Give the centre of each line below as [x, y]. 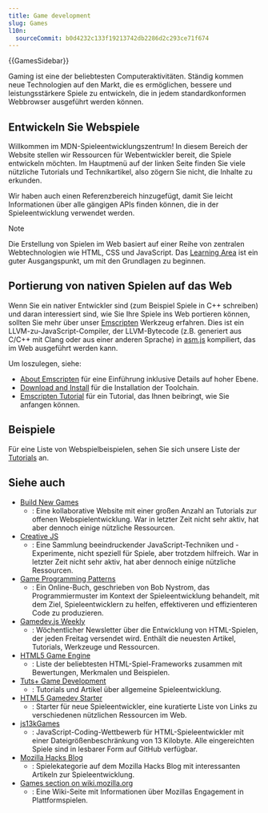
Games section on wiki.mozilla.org [76, 783]
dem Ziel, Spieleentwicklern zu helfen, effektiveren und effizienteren [144, 604]
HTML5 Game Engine [55, 655]
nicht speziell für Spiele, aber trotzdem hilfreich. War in [168, 553]
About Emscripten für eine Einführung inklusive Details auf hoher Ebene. [139, 379]
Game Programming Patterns [68, 578]
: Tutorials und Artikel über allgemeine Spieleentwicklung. [126, 689]
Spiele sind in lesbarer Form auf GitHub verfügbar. [115, 749]
